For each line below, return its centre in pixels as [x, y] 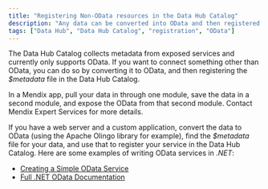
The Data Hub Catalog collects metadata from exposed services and [122, 54]
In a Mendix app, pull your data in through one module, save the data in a [129, 95]
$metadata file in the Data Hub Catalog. [74, 79]
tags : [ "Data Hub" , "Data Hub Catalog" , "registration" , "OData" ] [122, 31]
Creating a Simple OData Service [74, 169]
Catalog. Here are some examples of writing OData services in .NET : [121, 153]
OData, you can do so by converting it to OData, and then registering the [128, 71]
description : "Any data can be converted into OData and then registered [134, 23]
